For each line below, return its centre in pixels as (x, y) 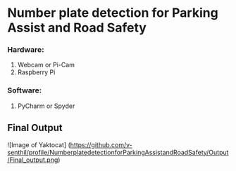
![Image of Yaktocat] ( (39, 144)
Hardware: (26, 50)
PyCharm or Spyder (46, 106)
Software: (25, 90)
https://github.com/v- (101, 144)
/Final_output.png (33, 160)
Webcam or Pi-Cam (46, 65)
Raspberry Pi (36, 72)
